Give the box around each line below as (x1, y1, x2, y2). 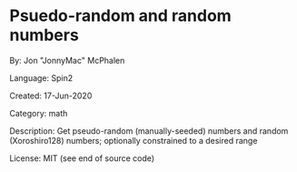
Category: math (9, 107, 68, 118)
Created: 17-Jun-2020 (9, 90, 93, 101)
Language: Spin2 (9, 72, 74, 83)
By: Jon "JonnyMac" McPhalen (9, 55, 125, 66)
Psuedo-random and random (9, 5, 232, 26)
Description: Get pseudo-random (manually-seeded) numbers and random (9, 125, 289, 137)
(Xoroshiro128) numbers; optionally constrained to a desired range (9, 135, 258, 146)
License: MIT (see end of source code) (9, 152, 155, 164)
